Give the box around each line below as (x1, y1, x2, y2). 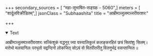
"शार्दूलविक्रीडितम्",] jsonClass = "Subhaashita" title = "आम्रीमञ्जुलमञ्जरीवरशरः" (5, 10, 148, 16)
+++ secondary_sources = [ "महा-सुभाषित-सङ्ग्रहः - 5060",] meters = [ (5, 5, 140, 10)
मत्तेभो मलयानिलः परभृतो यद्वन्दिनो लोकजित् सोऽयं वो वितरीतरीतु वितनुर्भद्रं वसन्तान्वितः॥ (5, 45, 138, 51)
